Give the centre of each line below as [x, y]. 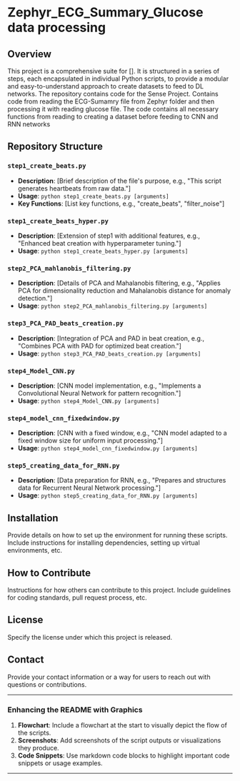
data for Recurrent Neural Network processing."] [89, 488]
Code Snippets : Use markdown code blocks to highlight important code [124, 756]
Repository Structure [55, 147]
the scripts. [34, 733]
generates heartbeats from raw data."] [74, 188]
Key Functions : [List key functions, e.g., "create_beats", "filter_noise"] [121, 203]
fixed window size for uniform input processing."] [90, 440]
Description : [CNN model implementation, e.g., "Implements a [109, 386]
